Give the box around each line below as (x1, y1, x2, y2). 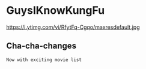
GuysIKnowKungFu (6, 4, 105, 17)
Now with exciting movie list (6, 56, 82, 63)
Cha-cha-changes (6, 41, 77, 51)
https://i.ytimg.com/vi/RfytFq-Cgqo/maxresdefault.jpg (6, 23, 140, 31)
